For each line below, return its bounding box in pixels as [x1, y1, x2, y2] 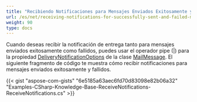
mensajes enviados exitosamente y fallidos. [6, 66, 111, 73]
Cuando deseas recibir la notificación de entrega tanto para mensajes [6, 41, 175, 48]
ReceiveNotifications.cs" [6, 90, 66, 97]
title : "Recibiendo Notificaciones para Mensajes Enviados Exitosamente [6, 8, 188, 15]
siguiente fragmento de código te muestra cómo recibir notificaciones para [6, 60, 188, 67]
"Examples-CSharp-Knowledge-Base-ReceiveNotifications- [6, 83, 151, 91]
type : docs [6, 25, 33, 31]
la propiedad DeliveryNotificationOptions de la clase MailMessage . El [6, 53, 173, 60]
